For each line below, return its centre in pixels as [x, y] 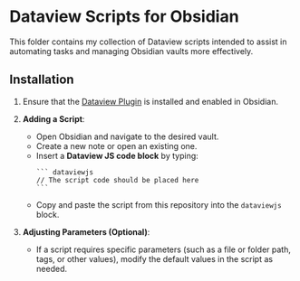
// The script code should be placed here [117, 180]
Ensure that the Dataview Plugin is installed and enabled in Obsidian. [150, 101]
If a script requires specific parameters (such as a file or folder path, [164, 249]
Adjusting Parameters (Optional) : [86, 231]
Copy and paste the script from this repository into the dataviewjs [159, 204]
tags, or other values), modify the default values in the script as [155, 258]
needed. [52, 268]
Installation [42, 80]
